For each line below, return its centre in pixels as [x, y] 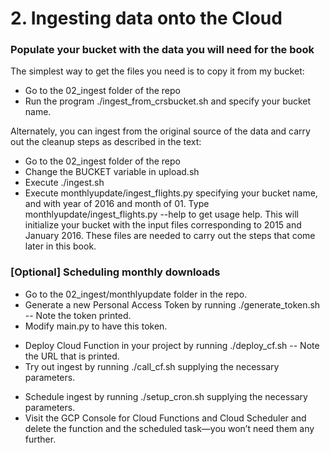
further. [40, 439]
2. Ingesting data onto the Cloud [146, 18]
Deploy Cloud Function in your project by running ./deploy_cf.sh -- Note [172, 345]
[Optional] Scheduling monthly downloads [115, 272]
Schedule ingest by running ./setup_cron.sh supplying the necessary [166, 396]
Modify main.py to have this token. [96, 326]
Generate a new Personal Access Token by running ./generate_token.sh [172, 304]
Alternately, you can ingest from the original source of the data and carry [160, 131]
